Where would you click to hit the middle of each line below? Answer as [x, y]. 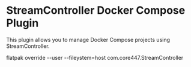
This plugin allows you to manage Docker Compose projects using [88, 39]
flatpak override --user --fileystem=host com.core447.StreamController [95, 57]
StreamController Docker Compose [96, 10]
